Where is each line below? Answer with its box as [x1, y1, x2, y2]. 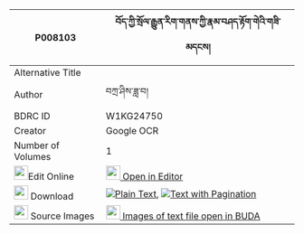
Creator [14, 125, 47, 136]
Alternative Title [14, 67, 81, 79]
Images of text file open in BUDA [121, 210, 261, 222]
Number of [14, 139, 61, 152]
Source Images [30, 210, 95, 222]
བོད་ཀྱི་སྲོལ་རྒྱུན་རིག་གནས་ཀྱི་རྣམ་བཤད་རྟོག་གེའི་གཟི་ [115, 15, 281, 28]
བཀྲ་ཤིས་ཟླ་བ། [105, 85, 149, 98]
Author [14, 88, 43, 100]
